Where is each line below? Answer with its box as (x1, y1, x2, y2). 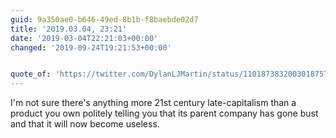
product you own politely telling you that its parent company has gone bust (10, 107, 319, 120)
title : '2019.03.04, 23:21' (10, 24, 128, 34)
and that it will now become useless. (10, 118, 160, 130)
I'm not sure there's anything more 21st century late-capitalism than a (10, 97, 297, 109)
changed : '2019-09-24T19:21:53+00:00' (10, 42, 172, 53)
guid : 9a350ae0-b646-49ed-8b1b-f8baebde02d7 (10, 14, 199, 25)
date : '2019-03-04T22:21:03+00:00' (10, 33, 159, 43)
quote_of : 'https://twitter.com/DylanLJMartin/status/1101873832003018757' (10, 69, 333, 80)
